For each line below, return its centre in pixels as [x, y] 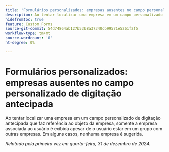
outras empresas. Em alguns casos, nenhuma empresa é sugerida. [74, 134]
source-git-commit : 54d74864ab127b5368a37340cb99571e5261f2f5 [72, 29]
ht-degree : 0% [20, 43]
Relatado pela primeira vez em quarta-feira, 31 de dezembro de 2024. [78, 143]
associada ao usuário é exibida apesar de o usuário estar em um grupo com [84, 128]
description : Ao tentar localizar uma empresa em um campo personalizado [84, 15]
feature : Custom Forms [29, 24]
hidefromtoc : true [24, 19]
